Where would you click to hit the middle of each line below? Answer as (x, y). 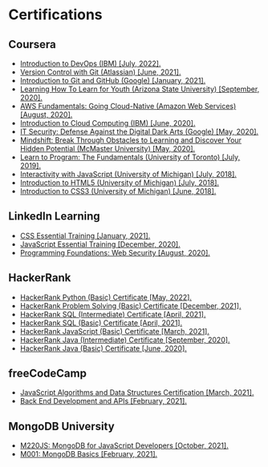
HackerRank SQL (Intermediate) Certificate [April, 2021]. (113, 314)
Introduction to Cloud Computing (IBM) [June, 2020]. (108, 123)
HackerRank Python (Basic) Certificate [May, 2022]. (106, 297)
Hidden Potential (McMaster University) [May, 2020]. (108, 149)
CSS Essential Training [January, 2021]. (85, 236)
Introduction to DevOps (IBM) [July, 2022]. (90, 63)
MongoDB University (61, 426)
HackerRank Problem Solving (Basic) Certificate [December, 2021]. (130, 305)
